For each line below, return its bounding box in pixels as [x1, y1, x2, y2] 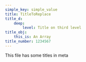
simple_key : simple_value [5, 7, 57, 12]
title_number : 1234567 [5, 39, 51, 44]
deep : [14, 21, 25, 26]
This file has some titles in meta [5, 52, 69, 58]
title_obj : [5, 30, 27, 35]
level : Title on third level [22, 25, 82, 30]
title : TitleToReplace [5, 12, 51, 17]
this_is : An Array [14, 35, 51, 40]
